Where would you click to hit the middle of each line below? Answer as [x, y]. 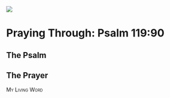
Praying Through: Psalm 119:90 [85, 33]
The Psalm [26, 55]
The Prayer [27, 75]
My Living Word [25, 90]
